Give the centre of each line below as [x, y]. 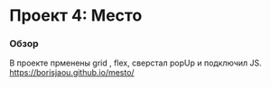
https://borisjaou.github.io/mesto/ [72, 73]
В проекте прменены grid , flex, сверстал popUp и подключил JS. [135, 63]
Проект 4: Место [76, 16]
